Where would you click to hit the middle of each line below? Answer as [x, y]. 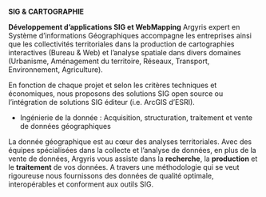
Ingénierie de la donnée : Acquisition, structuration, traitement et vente [136, 118]
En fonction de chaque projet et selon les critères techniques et [113, 85]
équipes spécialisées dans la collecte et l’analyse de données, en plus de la [133, 150]
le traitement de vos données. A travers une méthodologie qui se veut [124, 167]
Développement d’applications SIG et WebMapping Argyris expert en [124, 27]
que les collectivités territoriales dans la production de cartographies [121, 44]
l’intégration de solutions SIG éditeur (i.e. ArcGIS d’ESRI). [102, 102]
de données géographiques [66, 126]
